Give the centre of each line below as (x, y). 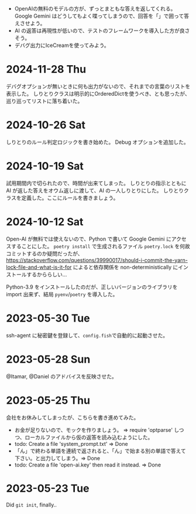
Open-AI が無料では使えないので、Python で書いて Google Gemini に (89, 239)
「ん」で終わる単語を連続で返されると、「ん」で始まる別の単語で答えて (100, 451)
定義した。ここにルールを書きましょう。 (70, 198)
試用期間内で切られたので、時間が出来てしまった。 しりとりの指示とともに (96, 183)
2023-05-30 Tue (48, 318)
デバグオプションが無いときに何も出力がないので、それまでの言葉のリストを (98, 86)
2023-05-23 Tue (48, 488)
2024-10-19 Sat (45, 166)
